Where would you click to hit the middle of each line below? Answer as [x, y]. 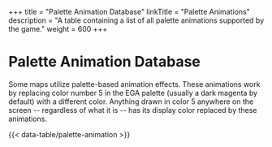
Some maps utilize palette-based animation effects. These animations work [134, 84]
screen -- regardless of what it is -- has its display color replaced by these [133, 110]
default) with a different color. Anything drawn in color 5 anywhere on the [131, 102]
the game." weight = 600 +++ [58, 29]
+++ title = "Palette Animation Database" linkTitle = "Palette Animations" [129, 12]
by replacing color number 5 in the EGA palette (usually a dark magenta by [133, 93]
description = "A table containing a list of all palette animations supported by [136, 20]
